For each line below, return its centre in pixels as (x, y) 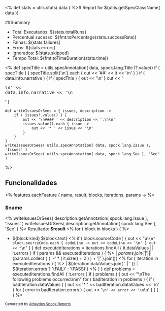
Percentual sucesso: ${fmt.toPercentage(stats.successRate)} (74, 37)
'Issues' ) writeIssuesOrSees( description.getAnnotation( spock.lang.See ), (81, 224)
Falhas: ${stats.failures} (36, 42)
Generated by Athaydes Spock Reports (38, 304)
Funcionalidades (31, 183)
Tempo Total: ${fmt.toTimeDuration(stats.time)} (60, 58)
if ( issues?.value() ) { (41, 115)
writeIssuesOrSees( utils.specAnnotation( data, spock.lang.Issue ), (78, 145)
